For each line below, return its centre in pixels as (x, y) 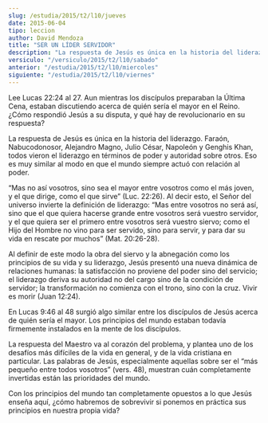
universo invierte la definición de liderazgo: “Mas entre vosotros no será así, (133, 205)
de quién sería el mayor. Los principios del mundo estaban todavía (117, 320)
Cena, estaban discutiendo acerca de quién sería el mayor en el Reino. (124, 106)
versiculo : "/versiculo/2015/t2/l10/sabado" (83, 61)
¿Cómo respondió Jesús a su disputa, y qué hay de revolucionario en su (127, 114)
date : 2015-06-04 (37, 23)
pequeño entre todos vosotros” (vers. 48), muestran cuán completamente (130, 369)
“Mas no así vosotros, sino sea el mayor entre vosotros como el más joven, (131, 187)
